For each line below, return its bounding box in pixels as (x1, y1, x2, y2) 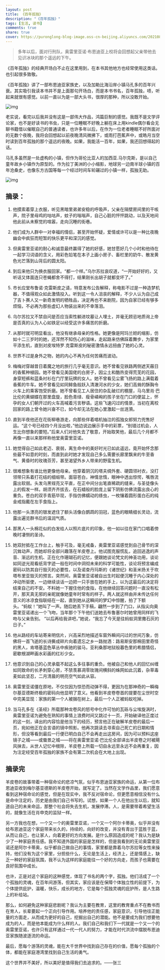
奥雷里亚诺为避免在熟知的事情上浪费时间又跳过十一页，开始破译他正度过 (12, 712, 159, 718)
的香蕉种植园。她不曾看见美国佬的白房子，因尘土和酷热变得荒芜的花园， (12, 369, 159, 375)
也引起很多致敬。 (5, 71, 40, 77)
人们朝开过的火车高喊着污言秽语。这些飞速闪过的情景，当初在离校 (25, 400, 159, 406)
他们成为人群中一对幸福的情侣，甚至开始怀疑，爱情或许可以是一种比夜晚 (12, 229, 159, 235)
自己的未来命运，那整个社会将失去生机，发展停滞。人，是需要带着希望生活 (9, 803, 160, 809)
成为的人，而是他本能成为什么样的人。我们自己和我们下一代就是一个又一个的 (5, 920, 160, 926)
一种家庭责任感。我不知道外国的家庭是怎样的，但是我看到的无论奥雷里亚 (14, 838, 160, 844)
